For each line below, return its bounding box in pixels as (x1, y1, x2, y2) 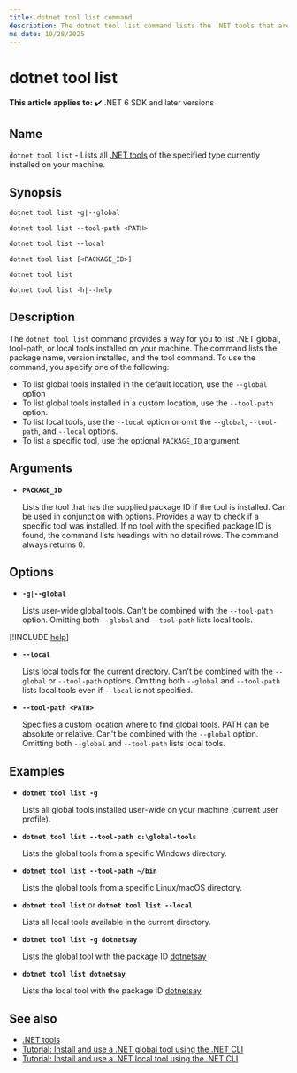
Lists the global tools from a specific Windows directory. (21, 848, 227, 859)
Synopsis (9, 185, 62, 200)
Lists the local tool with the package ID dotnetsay (21, 985, 202, 996)
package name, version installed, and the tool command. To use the (9, 351, 256, 363)
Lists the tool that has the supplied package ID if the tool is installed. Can (21, 501, 287, 512)
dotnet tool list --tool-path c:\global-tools (21, 833, 197, 842)
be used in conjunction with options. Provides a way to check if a (21, 511, 259, 521)
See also (9, 1011, 57, 1026)
